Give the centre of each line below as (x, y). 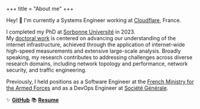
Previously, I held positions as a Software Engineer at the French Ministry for (100, 81)
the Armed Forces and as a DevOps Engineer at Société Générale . (87, 88)
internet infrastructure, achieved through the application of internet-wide (96, 45)
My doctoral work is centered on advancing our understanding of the (91, 38)
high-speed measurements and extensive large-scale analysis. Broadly (93, 51)
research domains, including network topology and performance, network (97, 63)
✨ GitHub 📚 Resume (33, 100)
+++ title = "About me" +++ (40, 9)
